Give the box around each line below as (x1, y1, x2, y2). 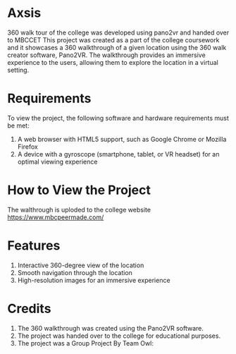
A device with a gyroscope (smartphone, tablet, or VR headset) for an (17, 149, 220, 158)
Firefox (17, 142, 39, 151)
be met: (7, 121, 30, 130)
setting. (7, 66, 30, 74)
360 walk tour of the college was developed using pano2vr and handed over (7, 28, 230, 37)
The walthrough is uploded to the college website (7, 205, 151, 214)
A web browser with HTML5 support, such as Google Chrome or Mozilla (17, 135, 227, 143)
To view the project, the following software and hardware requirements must (7, 114, 229, 122)
